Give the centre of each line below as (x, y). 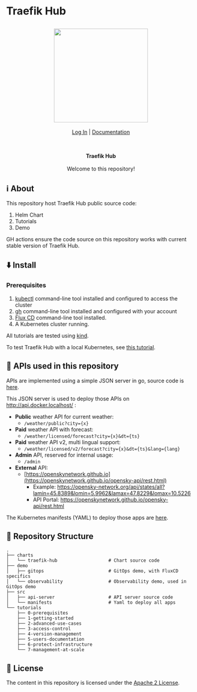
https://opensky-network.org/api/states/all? (111, 487)
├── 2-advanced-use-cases (50, 624)
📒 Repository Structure (50, 536)
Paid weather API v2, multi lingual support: (68, 442)
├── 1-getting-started (45, 618)
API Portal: (46, 499)
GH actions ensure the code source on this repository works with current (96, 239)
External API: (31, 468)
